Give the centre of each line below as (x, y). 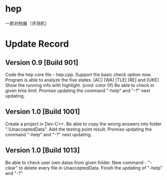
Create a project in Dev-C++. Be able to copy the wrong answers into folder (83, 124)
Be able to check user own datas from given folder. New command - (76, 162)
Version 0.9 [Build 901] (42, 63)
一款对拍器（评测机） (27, 23)
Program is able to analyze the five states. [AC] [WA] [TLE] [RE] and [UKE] (82, 80)
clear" (12, 168)
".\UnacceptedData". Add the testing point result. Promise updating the (78, 129)
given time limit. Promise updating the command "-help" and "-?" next (78, 91)
